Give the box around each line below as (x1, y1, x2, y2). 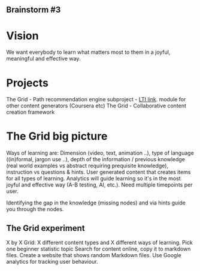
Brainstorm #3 (6, 5, 61, 15)
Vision (6, 29, 39, 43)
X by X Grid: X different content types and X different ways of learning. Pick (6, 239, 193, 246)
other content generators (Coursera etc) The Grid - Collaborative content (6, 102, 187, 110)
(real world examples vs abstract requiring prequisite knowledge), (6, 162, 169, 170)
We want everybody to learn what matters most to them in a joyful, (6, 49, 171, 56)
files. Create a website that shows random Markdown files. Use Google (6, 252, 181, 259)
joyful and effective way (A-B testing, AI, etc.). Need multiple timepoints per (6, 181, 193, 188)
